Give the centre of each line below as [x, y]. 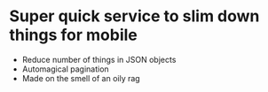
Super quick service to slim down [134, 16]
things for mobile [73, 35]
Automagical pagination [65, 69]
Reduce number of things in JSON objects [99, 59]
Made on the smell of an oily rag [81, 78]
